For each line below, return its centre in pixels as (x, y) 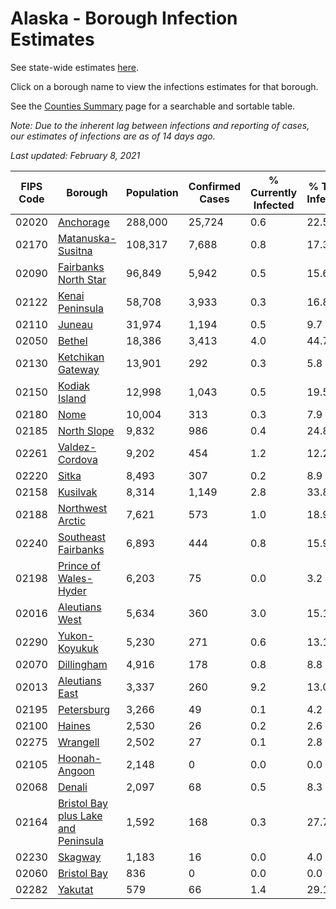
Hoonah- (79, 758)
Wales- (75, 578)
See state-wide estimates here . (74, 67)
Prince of (79, 565)
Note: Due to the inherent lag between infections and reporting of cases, (160, 125)
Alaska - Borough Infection (124, 18)
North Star (82, 279)
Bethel (72, 340)
